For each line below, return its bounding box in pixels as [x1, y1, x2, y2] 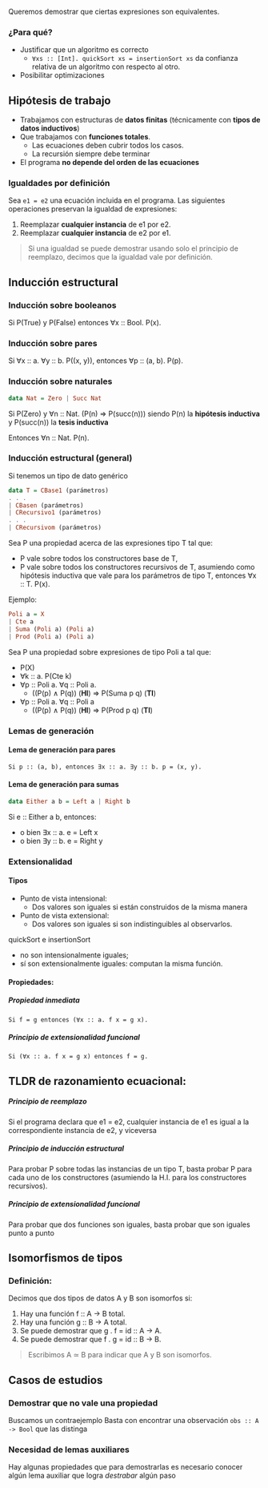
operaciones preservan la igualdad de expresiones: [8, 204, 178, 214]
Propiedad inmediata [8, 995, 80, 1005]
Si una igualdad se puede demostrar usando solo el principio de [27, 244, 238, 253]
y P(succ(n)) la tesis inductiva [8, 417, 109, 427]
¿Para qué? [8, 26, 54, 38]
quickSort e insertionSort [8, 934, 91, 944]
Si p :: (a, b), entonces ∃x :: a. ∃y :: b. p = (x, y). [8, 763, 202, 771]
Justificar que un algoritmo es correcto [19, 45, 150, 54]
